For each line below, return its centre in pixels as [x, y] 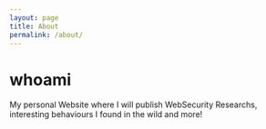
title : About [34, 26]
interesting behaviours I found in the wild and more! [106, 114]
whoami [41, 79]
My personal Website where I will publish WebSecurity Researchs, [133, 104]
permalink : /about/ [46, 35]
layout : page [34, 18]
